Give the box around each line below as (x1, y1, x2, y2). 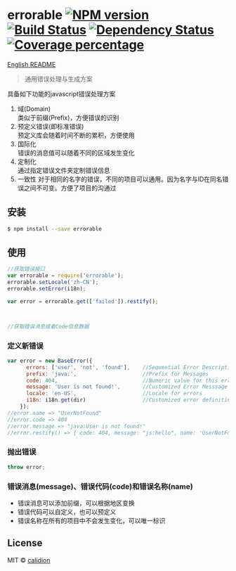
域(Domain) (17, 104, 51, 113)
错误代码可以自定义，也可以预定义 (17, 507, 117, 516)
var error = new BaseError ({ (7, 357, 93, 364)
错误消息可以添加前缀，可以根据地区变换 (17, 499, 135, 507)
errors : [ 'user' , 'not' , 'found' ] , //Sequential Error (25, 364, 199, 371)
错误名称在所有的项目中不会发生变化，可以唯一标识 (17, 516, 166, 525)
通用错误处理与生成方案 (24, 75, 93, 83)
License (7, 537, 43, 549)
